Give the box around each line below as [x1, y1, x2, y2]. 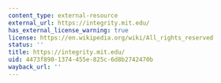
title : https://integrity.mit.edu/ [8, 48, 125, 56]
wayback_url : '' [8, 63, 62, 71]
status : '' [8, 41, 44, 49]
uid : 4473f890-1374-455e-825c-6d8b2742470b [8, 56, 154, 64]
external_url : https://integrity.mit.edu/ [8, 19, 150, 27]
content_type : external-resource [8, 11, 118, 20]
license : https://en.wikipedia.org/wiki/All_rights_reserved [8, 33, 214, 42]
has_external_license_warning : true [8, 26, 129, 34]
